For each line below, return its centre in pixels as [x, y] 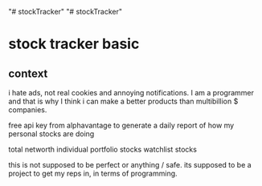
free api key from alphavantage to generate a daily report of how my [121, 125]
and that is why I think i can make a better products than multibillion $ [123, 101]
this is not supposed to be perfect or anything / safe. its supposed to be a [130, 165]
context [28, 73]
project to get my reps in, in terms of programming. [93, 173]
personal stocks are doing [51, 134]
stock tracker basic [74, 44]
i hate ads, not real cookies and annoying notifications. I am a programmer [131, 93]
